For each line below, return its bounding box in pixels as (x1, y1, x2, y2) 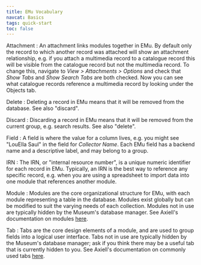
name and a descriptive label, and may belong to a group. (6, 147, 149, 154)
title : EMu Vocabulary (6, 8, 63, 15)
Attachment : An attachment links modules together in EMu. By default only (6, 42, 192, 49)
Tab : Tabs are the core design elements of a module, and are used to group (6, 227, 194, 234)
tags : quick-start (6, 20, 52, 26)
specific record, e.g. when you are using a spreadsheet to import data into (6, 172, 190, 179)
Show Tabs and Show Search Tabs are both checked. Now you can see (6, 74, 184, 81)
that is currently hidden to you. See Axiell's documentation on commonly (6, 246, 186, 253)
